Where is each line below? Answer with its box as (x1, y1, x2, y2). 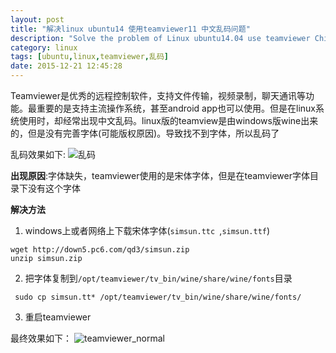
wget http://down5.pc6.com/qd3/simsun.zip (10, 245, 190, 255)
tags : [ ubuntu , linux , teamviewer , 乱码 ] (10, 52, 169, 62)
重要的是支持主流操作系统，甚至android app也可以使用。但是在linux (36, 102, 317, 114)
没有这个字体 (27, 182, 81, 194)
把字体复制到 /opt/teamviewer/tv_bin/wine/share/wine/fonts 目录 (24, 272, 293, 284)
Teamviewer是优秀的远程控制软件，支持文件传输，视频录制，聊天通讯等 (10, 90, 306, 101)
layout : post (10, 14, 65, 25)
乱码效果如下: (10, 149, 67, 160)
